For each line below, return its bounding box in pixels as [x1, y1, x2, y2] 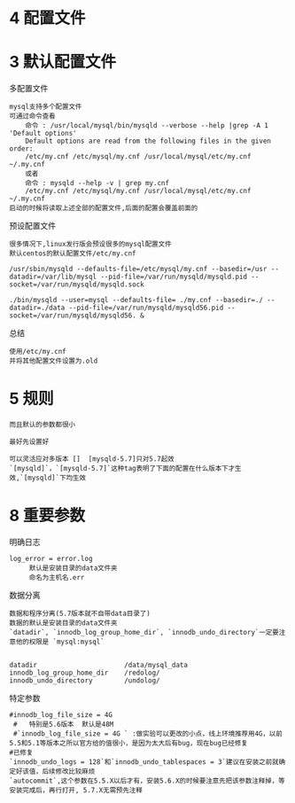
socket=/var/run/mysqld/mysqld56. [9, 311, 137, 320]
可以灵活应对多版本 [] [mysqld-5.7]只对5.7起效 [9, 455, 175, 464]
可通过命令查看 [9, 112, 56, 121]
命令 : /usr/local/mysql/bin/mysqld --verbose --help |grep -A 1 [25, 121, 268, 130]
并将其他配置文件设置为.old [9, 356, 98, 366]
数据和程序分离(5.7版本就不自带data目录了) [9, 609, 151, 618]
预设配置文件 [9, 221, 56, 231]
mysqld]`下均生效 [27, 473, 87, 483]
